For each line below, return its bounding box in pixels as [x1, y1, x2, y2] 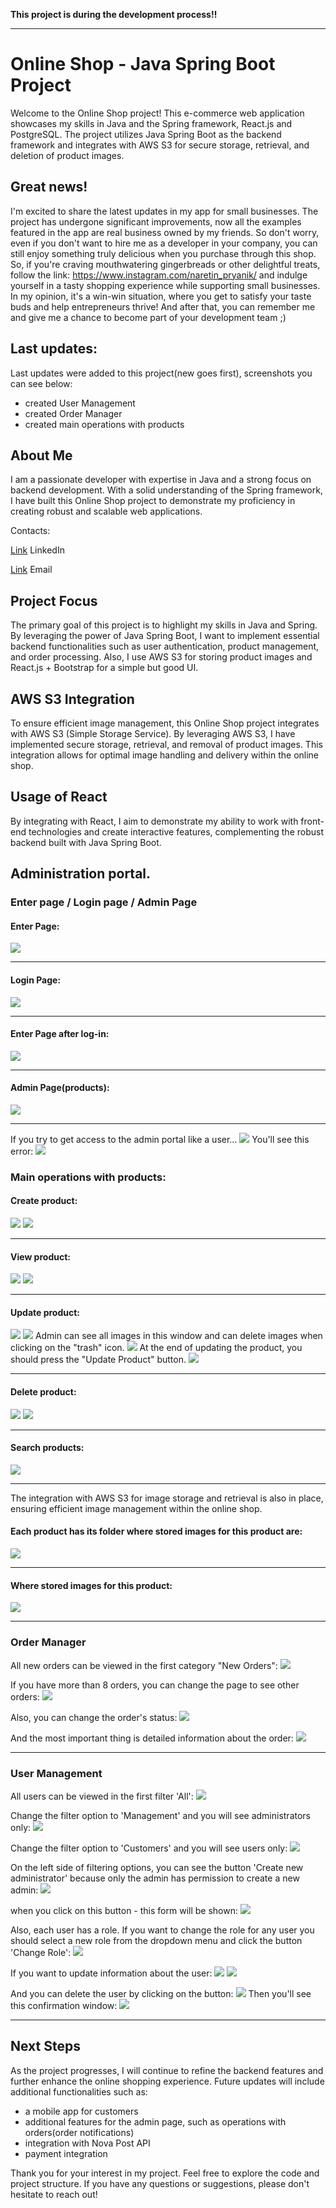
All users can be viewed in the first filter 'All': [10, 1790, 194, 1802]
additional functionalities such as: [10, 2085, 148, 2098]
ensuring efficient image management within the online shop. [10, 1502, 263, 1514]
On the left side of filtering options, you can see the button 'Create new [10, 1861, 304, 1873]
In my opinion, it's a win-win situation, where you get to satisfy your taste [10, 290, 312, 302]
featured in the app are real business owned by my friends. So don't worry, [10, 226, 320, 238]
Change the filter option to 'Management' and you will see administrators [10, 1809, 311, 1821]
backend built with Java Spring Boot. [10, 836, 162, 848]
